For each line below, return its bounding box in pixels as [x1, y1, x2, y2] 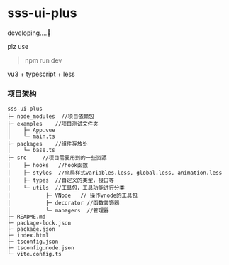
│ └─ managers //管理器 [7, 207, 109, 215]
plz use [7, 42, 29, 50]
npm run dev [24, 55, 62, 65]
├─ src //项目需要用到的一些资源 [7, 154, 107, 161]
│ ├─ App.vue [7, 126, 55, 134]
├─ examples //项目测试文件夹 [7, 121, 99, 128]
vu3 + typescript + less [7, 70, 76, 78]
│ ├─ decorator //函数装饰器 [7, 200, 120, 207]
